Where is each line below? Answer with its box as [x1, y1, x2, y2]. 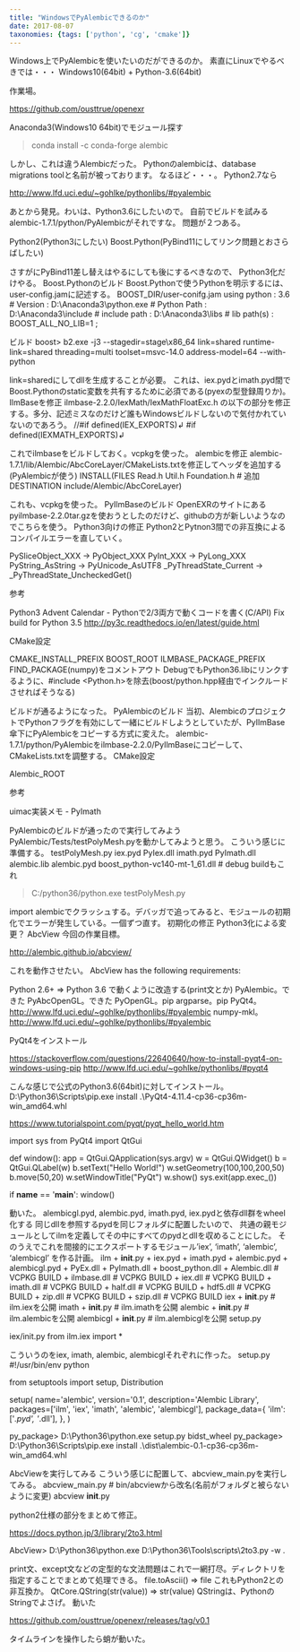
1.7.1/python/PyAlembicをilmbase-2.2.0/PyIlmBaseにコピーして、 [9, 740, 248, 750]
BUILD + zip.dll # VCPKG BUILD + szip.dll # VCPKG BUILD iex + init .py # [9, 1292, 276, 1302]
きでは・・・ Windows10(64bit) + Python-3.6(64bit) [9, 66, 202, 77]
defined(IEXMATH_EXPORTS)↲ [9, 429, 125, 440]
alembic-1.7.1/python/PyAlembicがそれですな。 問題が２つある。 [9, 217, 246, 229]
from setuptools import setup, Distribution [9, 1377, 164, 1388]
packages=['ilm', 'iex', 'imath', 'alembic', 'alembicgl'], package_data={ [9, 1404, 266, 1414]
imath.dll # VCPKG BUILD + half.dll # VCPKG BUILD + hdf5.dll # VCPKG [9, 1282, 271, 1293]
